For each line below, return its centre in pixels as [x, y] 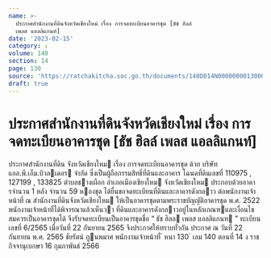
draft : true [28, 83]
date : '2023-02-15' [41, 38]
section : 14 [28, 61]
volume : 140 [28, 53]
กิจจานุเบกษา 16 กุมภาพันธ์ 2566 [54, 246]
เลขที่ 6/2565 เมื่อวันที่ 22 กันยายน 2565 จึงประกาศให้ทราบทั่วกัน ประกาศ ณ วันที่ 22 [126, 228]
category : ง [28, 46]
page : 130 [25, 69]
